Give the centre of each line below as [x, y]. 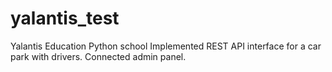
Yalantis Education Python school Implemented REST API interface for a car [166, 46]
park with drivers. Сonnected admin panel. [98, 56]
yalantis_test [65, 18]
